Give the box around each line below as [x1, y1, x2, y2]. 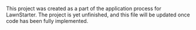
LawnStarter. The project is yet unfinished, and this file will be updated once [6, 11, 190, 18]
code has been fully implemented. [6, 18, 89, 24]
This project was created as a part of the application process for [6, 5, 161, 12]
